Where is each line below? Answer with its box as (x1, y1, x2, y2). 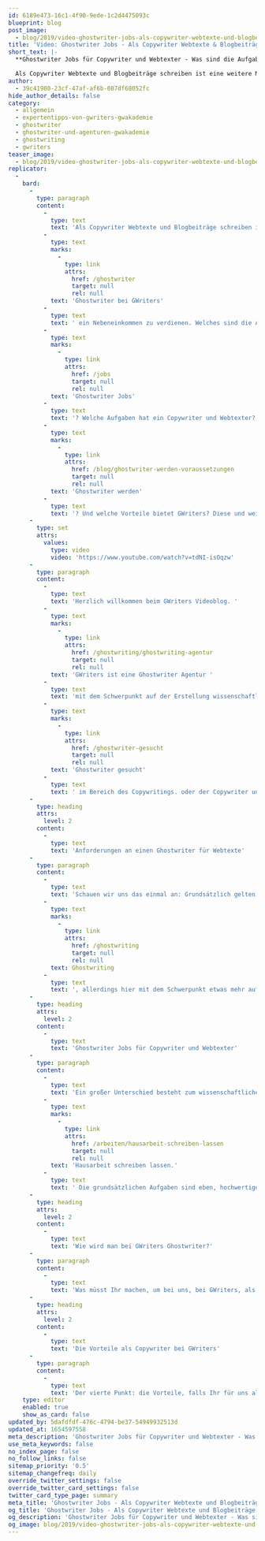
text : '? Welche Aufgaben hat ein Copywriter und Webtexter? (50, 415, 256, 422)
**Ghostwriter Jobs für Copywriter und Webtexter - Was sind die (15, 56, 235, 64)
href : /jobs (71, 370, 111, 378)
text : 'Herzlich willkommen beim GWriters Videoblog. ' (50, 597, 238, 605)
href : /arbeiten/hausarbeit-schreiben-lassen (71, 1140, 224, 1148)
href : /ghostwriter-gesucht (71, 744, 164, 752)
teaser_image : (8, 151, 55, 158)
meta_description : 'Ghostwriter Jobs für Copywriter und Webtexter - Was (8, 1432, 256, 1441)
